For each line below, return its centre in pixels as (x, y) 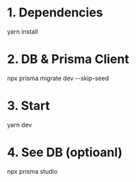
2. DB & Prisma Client (68, 59)
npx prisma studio (32, 171)
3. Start (28, 106)
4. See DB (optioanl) (65, 153)
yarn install (23, 31)
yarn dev (19, 125)
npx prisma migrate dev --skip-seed (58, 78)
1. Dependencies (55, 13)
